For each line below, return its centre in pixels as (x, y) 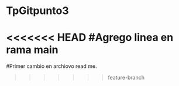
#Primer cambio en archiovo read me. (51, 66)
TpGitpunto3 (37, 11)
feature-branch (126, 78)
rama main (32, 50)
